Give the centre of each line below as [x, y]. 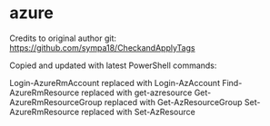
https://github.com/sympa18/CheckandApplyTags [102, 47]
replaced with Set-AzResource [138, 111]
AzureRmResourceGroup [56, 102]
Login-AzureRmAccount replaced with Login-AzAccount [115, 82]
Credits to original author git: [63, 38]
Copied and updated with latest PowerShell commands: [113, 65]
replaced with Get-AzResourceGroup [173, 102]
